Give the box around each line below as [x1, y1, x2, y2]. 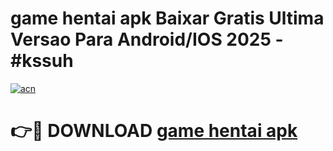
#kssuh [10, 50, 74, 72]
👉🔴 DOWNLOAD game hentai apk [10, 120, 298, 142]
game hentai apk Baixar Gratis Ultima [10, 7, 325, 30]
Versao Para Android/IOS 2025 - [10, 28, 284, 51]
